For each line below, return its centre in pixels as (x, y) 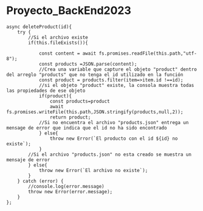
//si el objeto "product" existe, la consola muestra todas (116, 85)
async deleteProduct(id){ (39, 27)
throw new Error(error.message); (71, 192)
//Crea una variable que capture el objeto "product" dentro (118, 69)
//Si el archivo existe (58, 37)
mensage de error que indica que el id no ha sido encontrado (87, 128)
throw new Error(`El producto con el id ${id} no (114, 138)
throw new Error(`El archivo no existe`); (93, 170)
